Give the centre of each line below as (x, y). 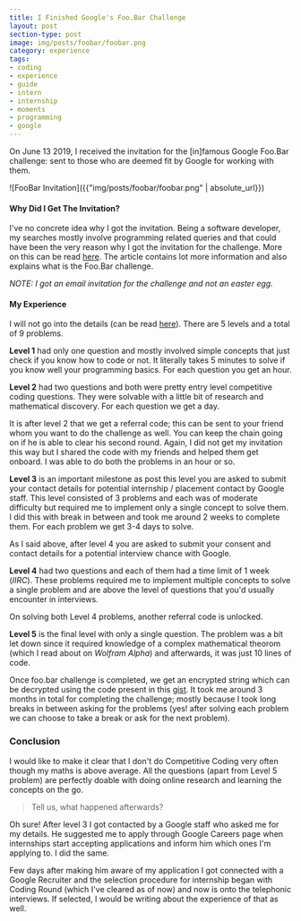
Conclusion (35, 742)
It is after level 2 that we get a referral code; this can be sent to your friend (146, 424)
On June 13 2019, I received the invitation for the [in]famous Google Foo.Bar (149, 151)
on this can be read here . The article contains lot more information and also (148, 257)
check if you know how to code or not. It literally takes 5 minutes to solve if (147, 360)
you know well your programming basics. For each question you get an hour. (150, 370)
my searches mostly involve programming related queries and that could (143, 237)
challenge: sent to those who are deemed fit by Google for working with (142, 161)
